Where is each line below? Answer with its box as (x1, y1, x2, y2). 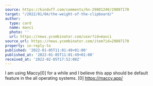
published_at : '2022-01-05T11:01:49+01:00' (5, 52, 95, 57)
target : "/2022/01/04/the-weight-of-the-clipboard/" (5, 12, 114, 17)
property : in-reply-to (5, 43, 51, 48)
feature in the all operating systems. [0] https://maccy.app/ (5, 75, 123, 81)
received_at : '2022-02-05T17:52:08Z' (5, 57, 82, 62)
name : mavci (9, 25, 34, 30)
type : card (9, 20, 32, 26)
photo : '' (9, 30, 29, 34)
